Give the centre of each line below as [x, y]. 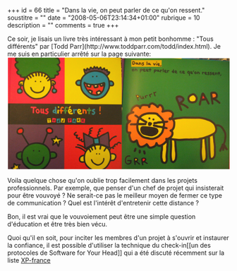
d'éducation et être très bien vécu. [57, 224]
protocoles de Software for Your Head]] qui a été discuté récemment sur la [116, 253]
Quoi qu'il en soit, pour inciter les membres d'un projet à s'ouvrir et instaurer [118, 237]
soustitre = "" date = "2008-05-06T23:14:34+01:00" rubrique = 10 [104, 18]
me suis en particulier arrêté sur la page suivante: [79, 54]
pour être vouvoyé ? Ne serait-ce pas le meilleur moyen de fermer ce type [115, 195]
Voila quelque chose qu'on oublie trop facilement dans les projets [102, 180]
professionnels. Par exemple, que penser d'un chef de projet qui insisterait [116, 188]
